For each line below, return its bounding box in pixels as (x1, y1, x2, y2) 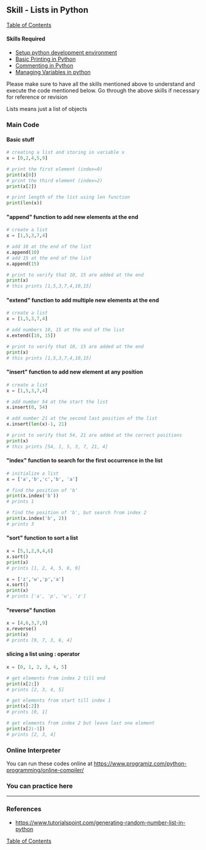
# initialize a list (6, 470, 59, 477)
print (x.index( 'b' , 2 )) (6, 515, 67, 522)
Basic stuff (6, 136, 35, 143)
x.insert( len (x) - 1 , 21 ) (6, 421, 67, 427)
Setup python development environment (15, 49, 118, 56)
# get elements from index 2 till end (6, 675, 105, 681)
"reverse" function (6, 607, 56, 614)
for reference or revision (6, 93, 68, 101)
